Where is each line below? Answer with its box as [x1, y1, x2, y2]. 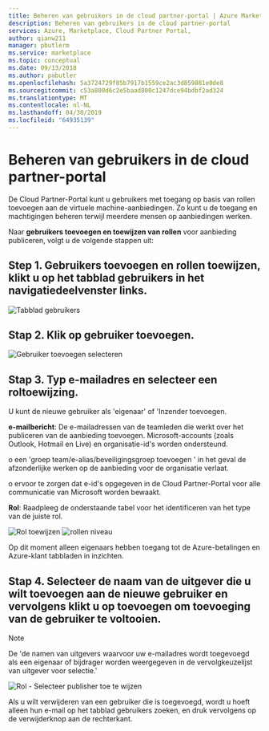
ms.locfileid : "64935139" [8, 116, 94, 124]
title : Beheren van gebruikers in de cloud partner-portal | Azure [8, 11, 239, 20]
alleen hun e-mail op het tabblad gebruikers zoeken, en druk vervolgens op [8, 705, 256, 715]
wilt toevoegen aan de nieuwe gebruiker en [8, 587, 228, 600]
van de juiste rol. [8, 511, 63, 522]
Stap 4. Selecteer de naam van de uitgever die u [8, 575, 251, 588]
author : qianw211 [8, 34, 66, 43]
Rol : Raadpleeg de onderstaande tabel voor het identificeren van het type [8, 503, 251, 513]
